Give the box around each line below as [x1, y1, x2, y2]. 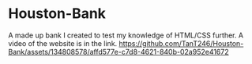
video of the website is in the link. [8, 38, 118, 48]
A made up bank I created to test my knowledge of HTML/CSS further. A [8, 30, 243, 40]
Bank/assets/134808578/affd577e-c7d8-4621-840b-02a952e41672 [8, 47, 229, 56]
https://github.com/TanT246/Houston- [118, 38, 244, 48]
